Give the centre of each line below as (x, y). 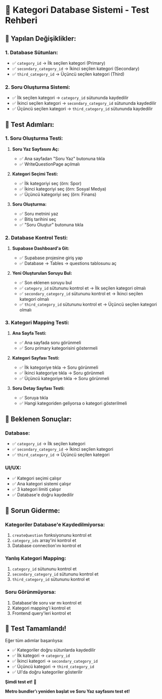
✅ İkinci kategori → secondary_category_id (55, 661)
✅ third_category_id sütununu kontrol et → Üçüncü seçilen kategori (88, 304)
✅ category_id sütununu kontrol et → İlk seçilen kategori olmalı (83, 288)
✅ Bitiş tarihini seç (38, 219)
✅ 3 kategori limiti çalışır (37, 489)
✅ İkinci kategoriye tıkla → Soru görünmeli (62, 373)
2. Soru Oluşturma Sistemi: (38, 87)
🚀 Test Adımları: (30, 124)
